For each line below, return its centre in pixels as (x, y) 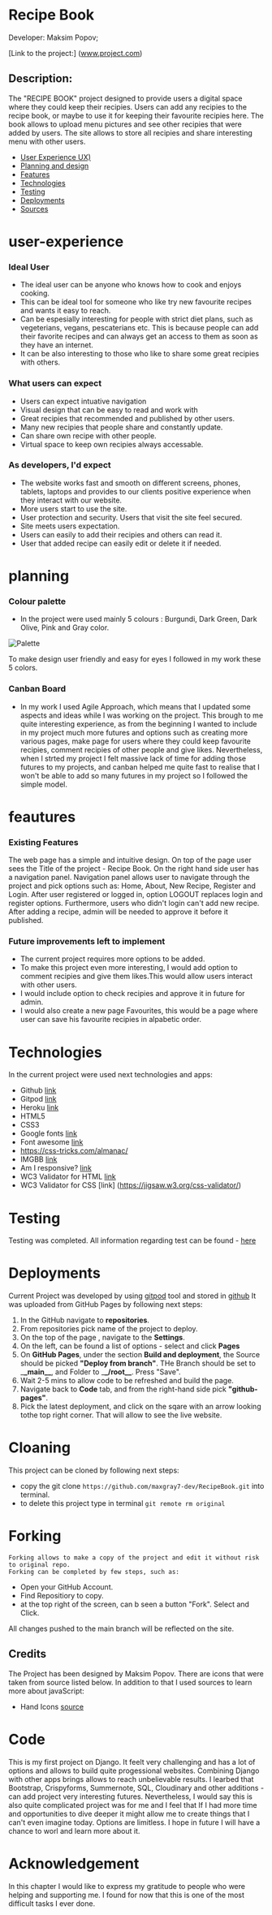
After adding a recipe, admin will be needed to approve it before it (119, 912)
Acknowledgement (74, 1864)
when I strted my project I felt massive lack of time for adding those (133, 758)
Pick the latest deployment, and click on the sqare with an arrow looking (140, 1407)
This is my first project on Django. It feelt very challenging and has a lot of (132, 1762)
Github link (38, 1090)
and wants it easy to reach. (65, 311)
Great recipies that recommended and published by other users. (127, 418)
